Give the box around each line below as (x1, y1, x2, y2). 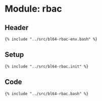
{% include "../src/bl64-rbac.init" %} (5, 64, 89, 69)
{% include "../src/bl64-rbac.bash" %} (5, 91, 89, 96)
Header (5, 23, 29, 32)
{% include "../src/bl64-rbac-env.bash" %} (5, 37, 98, 42)
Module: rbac (5, 3, 63, 15)
